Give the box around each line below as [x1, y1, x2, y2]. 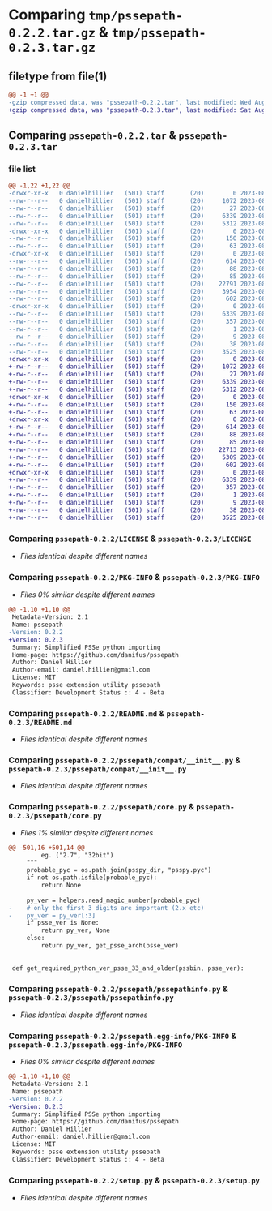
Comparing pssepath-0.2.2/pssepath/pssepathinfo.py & [8, 983, 229, 994]
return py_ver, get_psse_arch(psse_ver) [40, 942, 180, 950]
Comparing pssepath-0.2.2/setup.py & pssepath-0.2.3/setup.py [8, 1174, 261, 1186]
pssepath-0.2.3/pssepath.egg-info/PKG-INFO [8, 1040, 183, 1050]
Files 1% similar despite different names [19, 827, 154, 837]
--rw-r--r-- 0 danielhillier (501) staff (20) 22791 [8, 280, 237, 288]
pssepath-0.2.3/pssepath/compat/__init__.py [8, 765, 187, 774]
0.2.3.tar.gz [8, 41, 96, 56]
